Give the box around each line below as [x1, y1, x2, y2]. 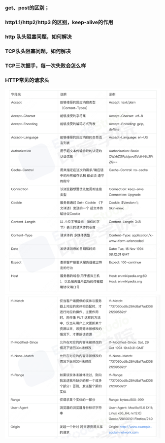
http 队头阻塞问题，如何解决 [5, 33, 72, 40]
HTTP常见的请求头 [5, 76, 49, 83]
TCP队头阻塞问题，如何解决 [5, 48, 71, 55]
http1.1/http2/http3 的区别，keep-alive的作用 [5, 19, 113, 26]
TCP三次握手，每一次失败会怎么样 [5, 62, 86, 69]
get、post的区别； [5, 4, 50, 11]
